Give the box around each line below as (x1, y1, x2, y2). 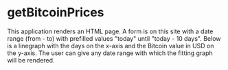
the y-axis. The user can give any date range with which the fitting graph (7, 49, 213, 57)
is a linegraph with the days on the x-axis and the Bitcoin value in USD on (7, 41, 214, 50)
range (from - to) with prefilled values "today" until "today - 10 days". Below (7, 34, 221, 42)
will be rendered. (7, 56, 55, 64)
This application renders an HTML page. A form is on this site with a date (7, 27, 214, 35)
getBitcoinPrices (7, 5, 104, 20)
